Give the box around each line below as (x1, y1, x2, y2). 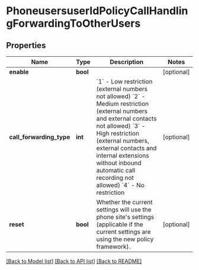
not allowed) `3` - (96, 122, 146, 130)
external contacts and (96, 144, 157, 152)
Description (110, 58, 144, 66)
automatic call (96, 166, 136, 174)
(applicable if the (96, 220, 143, 229)
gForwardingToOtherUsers (6, 17, 141, 30)
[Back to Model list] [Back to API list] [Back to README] (6, 258, 142, 265)
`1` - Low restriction (96, 78, 153, 85)
